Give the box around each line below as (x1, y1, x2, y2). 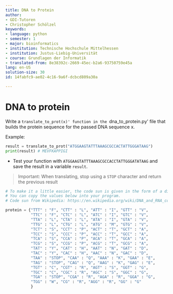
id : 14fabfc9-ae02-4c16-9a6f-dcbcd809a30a (5, 75, 98, 80)
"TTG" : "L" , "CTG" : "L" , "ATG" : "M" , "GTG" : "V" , (30, 222, 148, 227)
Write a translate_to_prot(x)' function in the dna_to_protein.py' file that (5, 118, 166, 124)
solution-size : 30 (5, 70, 45, 75)
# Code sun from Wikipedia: (5, 198, 66, 203)
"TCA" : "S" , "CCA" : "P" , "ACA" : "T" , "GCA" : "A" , (30, 236, 148, 241)
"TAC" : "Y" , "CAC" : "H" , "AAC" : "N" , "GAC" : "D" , (30, 251, 148, 256)
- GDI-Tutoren (5, 17, 36, 22)
